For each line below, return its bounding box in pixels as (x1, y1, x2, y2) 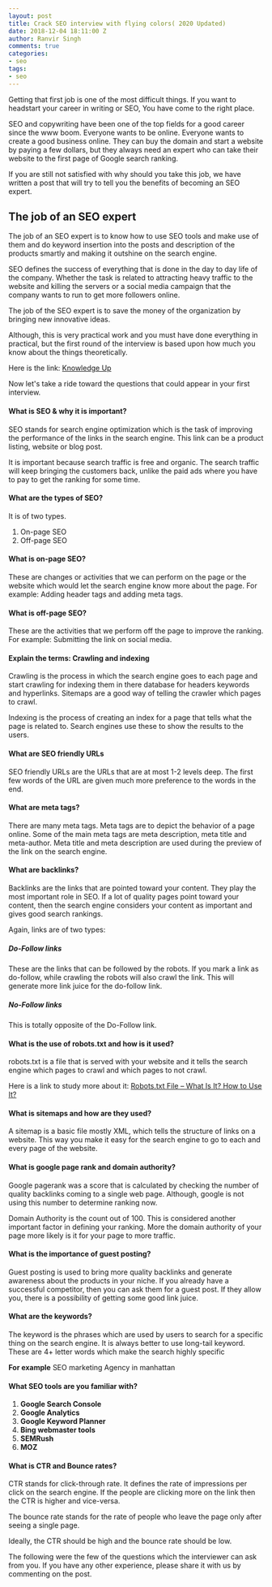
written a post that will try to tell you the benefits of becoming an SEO (8, 178, 240, 188)
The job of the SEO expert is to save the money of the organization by (8, 306, 241, 316)
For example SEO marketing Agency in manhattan (8, 1363, 176, 1373)
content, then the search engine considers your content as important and (8, 900, 253, 910)
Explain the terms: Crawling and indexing (8, 653, 150, 662)
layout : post (8, 11, 53, 20)
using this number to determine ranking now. (8, 1197, 158, 1207)
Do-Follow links (8, 943, 62, 953)
